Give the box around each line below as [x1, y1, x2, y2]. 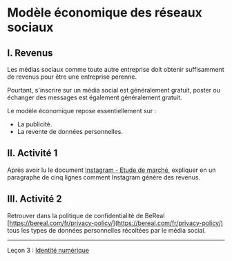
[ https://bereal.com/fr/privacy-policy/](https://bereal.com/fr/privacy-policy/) [7, 219, 223, 227]
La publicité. [17, 120, 52, 128]
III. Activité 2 [7, 193, 62, 205]
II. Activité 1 [7, 147, 58, 159]
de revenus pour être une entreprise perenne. [7, 72, 137, 81]
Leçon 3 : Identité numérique [7, 246, 90, 254]
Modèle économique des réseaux [7, 5, 202, 21]
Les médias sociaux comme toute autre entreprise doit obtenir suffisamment [7, 66, 224, 73]
